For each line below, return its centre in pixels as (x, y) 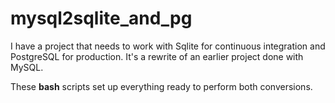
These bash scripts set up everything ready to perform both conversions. (161, 86)
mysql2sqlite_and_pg (101, 18)
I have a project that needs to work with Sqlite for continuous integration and (168, 46)
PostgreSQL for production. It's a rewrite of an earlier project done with (157, 56)
